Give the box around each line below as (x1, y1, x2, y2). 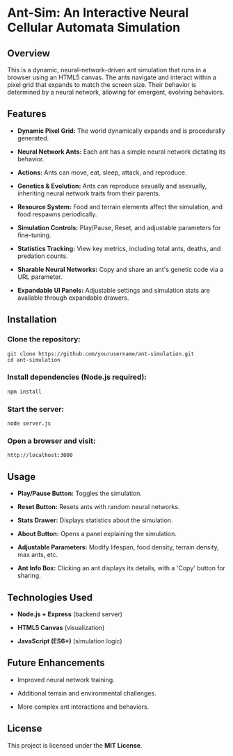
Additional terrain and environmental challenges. (17, 689, 156, 697)
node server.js (7, 420, 51, 427)
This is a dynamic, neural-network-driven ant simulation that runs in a (7, 66, 207, 74)
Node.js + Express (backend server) (17, 610, 123, 618)
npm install (7, 388, 42, 395)
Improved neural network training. (17, 675, 115, 684)
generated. (17, 134, 49, 142)
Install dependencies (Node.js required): (7, 372, 147, 382)
